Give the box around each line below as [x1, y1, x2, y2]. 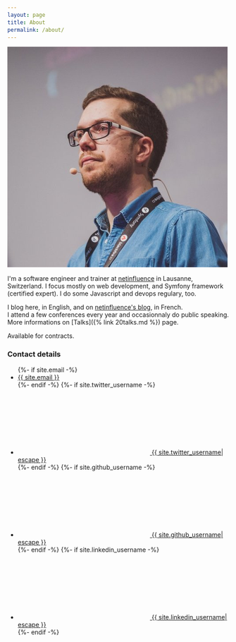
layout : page [7, 11, 46, 18]
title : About [7, 18, 46, 26]
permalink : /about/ [7, 26, 65, 33]
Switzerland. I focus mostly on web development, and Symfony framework [7, 282, 224, 291]
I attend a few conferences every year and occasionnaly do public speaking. [7, 310, 229, 319]
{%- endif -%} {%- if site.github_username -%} [17, 463, 156, 471]
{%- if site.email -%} [17, 365, 77, 374]
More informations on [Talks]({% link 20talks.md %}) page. [7, 318, 179, 327]
